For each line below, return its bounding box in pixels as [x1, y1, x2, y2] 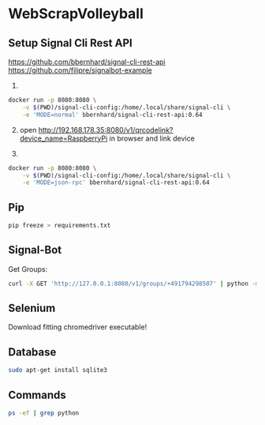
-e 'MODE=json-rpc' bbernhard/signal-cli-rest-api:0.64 [22, 179, 211, 186]
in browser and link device [109, 134, 195, 143]
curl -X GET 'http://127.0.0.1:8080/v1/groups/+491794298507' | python [8, 280, 248, 288]
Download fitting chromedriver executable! [8, 322, 147, 332]
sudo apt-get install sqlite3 [8, 367, 108, 374]
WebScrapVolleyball [8, 5, 144, 23]
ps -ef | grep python [8, 408, 80, 417]
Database [8, 345, 57, 359]
